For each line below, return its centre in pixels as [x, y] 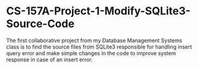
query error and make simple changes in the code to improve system [91, 53]
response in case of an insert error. [49, 59]
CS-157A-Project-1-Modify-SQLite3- [98, 11]
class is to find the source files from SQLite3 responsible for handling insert [99, 47]
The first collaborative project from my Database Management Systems [94, 40]
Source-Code [40, 24]
